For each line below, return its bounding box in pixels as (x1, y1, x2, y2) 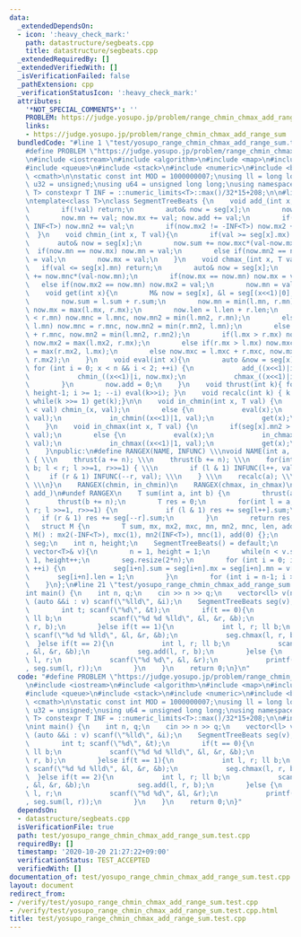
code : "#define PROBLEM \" (17, 672, 118, 681)
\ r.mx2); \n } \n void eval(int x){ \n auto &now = (25, 355, 267, 364)
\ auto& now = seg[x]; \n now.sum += (25, 239, 215, 248)
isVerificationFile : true (17, 822, 115, 831)
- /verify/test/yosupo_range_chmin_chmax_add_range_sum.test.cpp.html (9, 906, 279, 915)
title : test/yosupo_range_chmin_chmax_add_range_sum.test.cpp (9, 915, 246, 924)
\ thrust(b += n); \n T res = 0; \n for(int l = (25, 497, 282, 506)
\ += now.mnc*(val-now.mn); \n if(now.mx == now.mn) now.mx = (25, 272, 287, 281)
